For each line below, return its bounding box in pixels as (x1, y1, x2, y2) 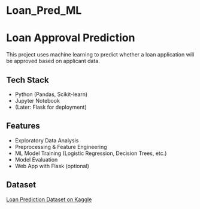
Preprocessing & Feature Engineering (14, 143, 107, 150)
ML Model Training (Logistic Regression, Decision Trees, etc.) (14, 150, 167, 157)
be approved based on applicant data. (6, 58, 100, 65)
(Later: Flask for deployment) (14, 103, 87, 111)
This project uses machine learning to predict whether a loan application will (6, 51, 195, 58)
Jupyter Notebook (14, 97, 60, 104)
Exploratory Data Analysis (14, 136, 79, 144)
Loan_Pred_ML (6, 4, 82, 17)
